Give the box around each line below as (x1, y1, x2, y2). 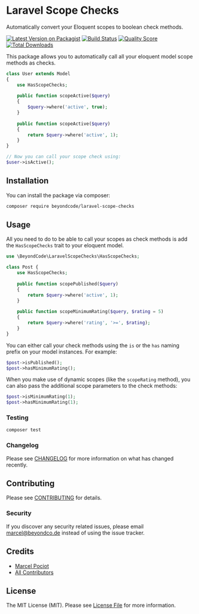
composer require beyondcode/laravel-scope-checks (6, 203, 135, 209)
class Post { (6, 264, 39, 271)
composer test (6, 427, 42, 433)
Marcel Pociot (14, 562, 49, 569)
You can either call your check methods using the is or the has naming (6, 342, 180, 349)
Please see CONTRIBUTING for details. (6, 494, 102, 502)
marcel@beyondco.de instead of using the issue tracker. (6, 529, 145, 536)
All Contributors (14, 569, 54, 576)
